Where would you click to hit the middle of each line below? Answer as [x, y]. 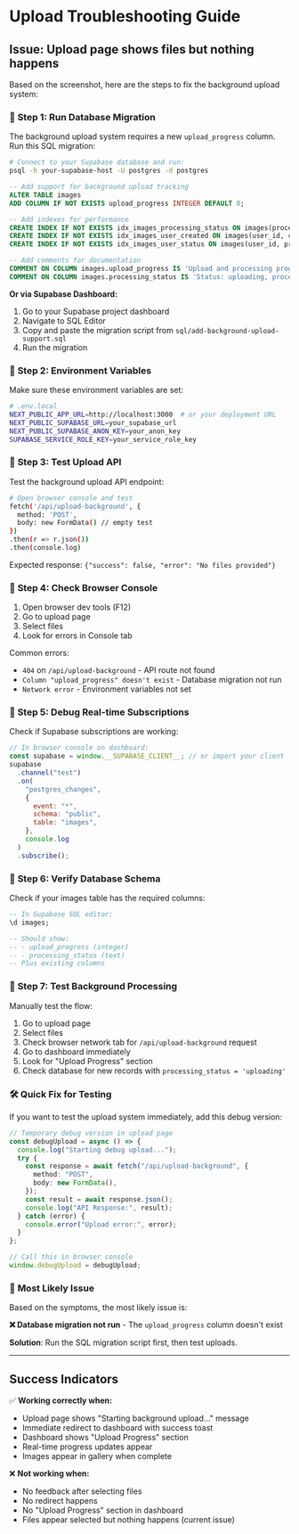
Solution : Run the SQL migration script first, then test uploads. [123, 1342]
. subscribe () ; [43, 856]
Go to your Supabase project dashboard [96, 311]
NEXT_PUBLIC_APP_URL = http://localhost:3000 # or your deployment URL [143, 414]
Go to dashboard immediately [76, 1051]
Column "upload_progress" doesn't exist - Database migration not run [152, 680]
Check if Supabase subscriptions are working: [94, 732]
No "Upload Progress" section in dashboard [103, 1510]
